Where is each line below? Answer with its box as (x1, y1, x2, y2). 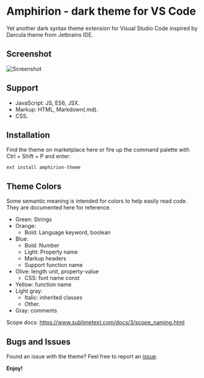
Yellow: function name (15, 281, 72, 289)
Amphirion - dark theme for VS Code (6, 4, 196, 18)
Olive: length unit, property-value (15, 268, 99, 275)
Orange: (15, 222, 36, 230)
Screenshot (6, 49, 52, 59)
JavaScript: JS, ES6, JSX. (15, 99, 80, 107)
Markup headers (24, 255, 66, 262)
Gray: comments (15, 307, 58, 314)
